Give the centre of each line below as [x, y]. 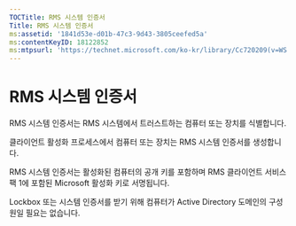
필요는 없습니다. [53, 213]
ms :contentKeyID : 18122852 [59, 42]
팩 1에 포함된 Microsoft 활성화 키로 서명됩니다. [90, 183]
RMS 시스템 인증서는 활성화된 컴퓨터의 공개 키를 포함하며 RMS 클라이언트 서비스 [148, 172]
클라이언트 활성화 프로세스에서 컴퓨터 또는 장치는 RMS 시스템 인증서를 [130, 142]
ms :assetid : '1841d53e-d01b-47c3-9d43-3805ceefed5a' [109, 34]
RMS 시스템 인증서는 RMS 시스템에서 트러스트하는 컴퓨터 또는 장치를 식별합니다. [148, 123]
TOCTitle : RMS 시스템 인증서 [58, 17]
